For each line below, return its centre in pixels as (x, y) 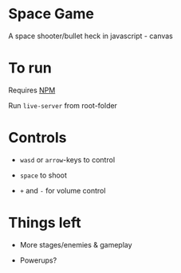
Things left (45, 223)
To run (30, 68)
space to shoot (43, 175)
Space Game (51, 14)
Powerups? (38, 260)
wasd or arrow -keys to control (67, 159)
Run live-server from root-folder (63, 105)
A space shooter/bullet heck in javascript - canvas (91, 36)
